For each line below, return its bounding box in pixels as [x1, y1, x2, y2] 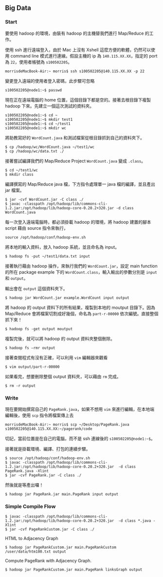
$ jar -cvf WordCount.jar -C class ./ [5, 197, 84, 202]
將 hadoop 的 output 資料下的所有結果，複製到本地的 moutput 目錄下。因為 [5, 304, 156, 310]
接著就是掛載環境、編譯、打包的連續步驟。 [5, 446, 91, 451]
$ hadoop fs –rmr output [5, 345, 55, 350]
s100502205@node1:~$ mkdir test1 [5, 117, 73, 122]
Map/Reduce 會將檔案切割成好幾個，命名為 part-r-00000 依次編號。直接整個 [5, 310, 159, 317]
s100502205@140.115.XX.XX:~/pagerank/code [5, 426, 92, 431]
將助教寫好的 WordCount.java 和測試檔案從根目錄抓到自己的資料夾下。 [5, 134, 145, 141]
